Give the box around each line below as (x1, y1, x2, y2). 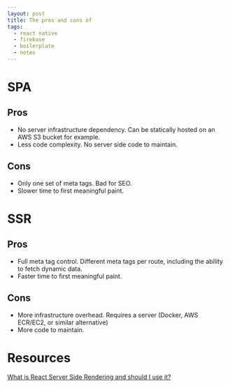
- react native (13, 29, 58, 37)
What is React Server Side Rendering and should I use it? (7, 373, 171, 381)
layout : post (7, 10, 45, 17)
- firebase (13, 36, 45, 43)
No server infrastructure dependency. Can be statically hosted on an (17, 125, 215, 133)
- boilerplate (13, 43, 55, 50)
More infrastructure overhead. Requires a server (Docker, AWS (17, 311, 199, 319)
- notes (13, 50, 36, 57)
